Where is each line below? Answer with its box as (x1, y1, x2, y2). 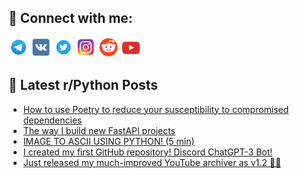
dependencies (22, 114, 83, 126)
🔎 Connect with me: (8, 10, 133, 27)
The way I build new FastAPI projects (22, 124, 176, 136)
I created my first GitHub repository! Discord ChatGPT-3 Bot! (22, 146, 273, 158)
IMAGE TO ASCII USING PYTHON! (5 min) (22, 135, 195, 147)
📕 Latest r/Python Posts (8, 77, 159, 94)
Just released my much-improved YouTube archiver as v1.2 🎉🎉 (22, 156, 282, 168)
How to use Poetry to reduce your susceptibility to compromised (22, 103, 290, 115)
